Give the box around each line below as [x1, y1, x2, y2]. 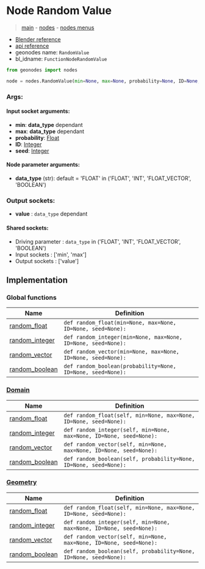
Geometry [6, 478, 37, 487]
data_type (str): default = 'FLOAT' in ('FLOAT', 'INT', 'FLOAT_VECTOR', [15, 175, 192, 182]
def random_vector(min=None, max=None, [63, 349, 180, 355]
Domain [6, 386, 30, 394]
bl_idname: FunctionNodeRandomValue [15, 55, 107, 62]
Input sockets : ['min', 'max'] [15, 251, 87, 258]
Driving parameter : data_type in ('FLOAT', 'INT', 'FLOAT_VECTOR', [15, 237, 181, 245]
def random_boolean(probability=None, [63, 363, 177, 370]
